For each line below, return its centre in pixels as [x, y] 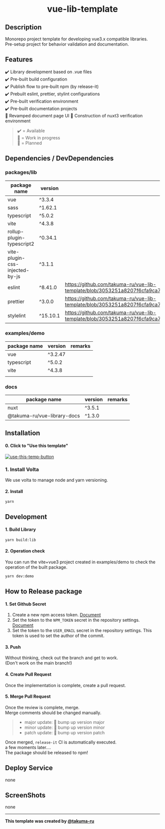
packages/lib [21, 172]
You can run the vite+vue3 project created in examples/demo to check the [80, 562]
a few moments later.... [28, 747]
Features [19, 60]
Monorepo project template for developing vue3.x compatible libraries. [77, 39]
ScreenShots [25, 795]
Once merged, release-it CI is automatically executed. [61, 742]
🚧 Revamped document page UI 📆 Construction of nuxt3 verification [74, 115]
